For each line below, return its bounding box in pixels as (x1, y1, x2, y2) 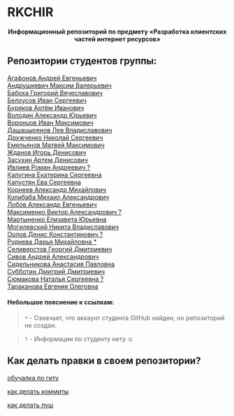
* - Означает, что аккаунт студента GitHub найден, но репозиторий (24, 313, 225, 322)
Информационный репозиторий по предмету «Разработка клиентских (8, 27, 227, 36)
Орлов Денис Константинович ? (7, 230, 103, 238)
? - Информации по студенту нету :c (24, 334, 133, 343)
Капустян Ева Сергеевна (7, 178, 82, 186)
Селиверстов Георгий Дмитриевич (7, 244, 112, 253)
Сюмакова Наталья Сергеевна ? (7, 275, 104, 283)
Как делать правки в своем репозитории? (7, 355, 201, 367)
